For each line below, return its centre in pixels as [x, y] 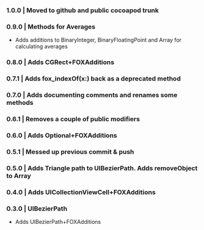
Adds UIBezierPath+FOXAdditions [58, 221]
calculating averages [42, 46]
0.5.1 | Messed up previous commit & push [70, 151]
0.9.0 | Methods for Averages [51, 26]
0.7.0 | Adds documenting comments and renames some [92, 95]
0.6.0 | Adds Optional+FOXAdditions [62, 135]
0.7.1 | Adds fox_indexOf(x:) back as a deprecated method [94, 79]
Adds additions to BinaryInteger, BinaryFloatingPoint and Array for [98, 40]
